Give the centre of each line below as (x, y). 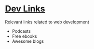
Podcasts (21, 31)
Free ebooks (24, 36)
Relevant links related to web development (47, 22)
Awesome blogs (28, 41)
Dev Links (25, 9)
